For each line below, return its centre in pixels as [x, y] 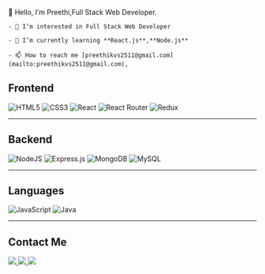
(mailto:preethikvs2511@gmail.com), [68, 64]
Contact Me [37, 242]
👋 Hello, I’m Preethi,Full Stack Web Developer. [83, 12]
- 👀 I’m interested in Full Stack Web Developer [90, 27]
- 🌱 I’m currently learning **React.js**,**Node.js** [99, 40]
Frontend [31, 88]
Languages [36, 191]
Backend [30, 139]
